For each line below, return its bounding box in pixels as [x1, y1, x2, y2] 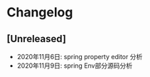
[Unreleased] [6, 33, 67, 45]
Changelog [6, 4, 73, 21]
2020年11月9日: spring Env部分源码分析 [16, 61, 133, 70]
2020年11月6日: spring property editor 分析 [16, 53, 143, 61]
